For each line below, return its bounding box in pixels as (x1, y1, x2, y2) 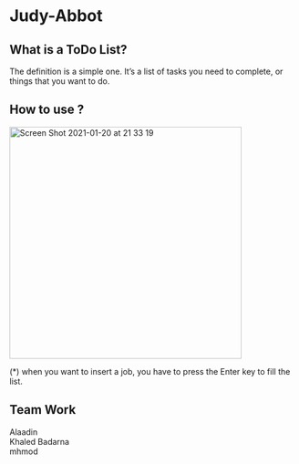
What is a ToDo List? (9, 42, 128, 57)
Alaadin (9, 426, 38, 438)
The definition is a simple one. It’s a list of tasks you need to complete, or (9, 66, 284, 77)
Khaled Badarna (9, 436, 70, 447)
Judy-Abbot (9, 5, 103, 26)
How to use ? (9, 102, 85, 118)
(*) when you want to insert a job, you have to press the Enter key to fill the (9, 366, 291, 376)
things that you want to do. (9, 76, 110, 87)
